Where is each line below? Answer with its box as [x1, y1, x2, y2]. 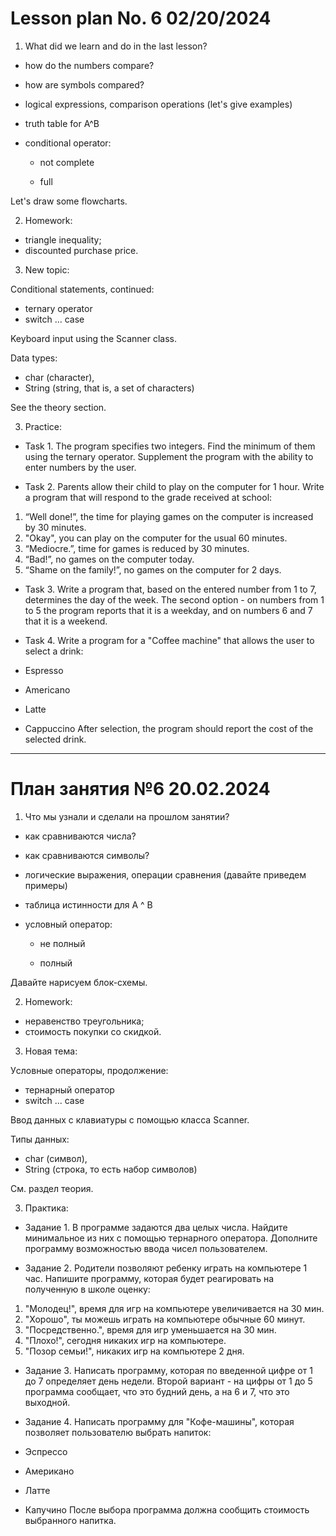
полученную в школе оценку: [24, 1283, 151, 1295]
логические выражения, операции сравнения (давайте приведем [24, 868, 307, 881]
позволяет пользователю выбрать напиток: [24, 1426, 212, 1438]
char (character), [24, 371, 95, 383]
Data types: [10, 352, 58, 364]
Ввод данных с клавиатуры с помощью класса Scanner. [10, 1113, 250, 1126]
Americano [24, 683, 71, 696]
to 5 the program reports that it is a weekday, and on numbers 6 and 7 [24, 604, 313, 616]
